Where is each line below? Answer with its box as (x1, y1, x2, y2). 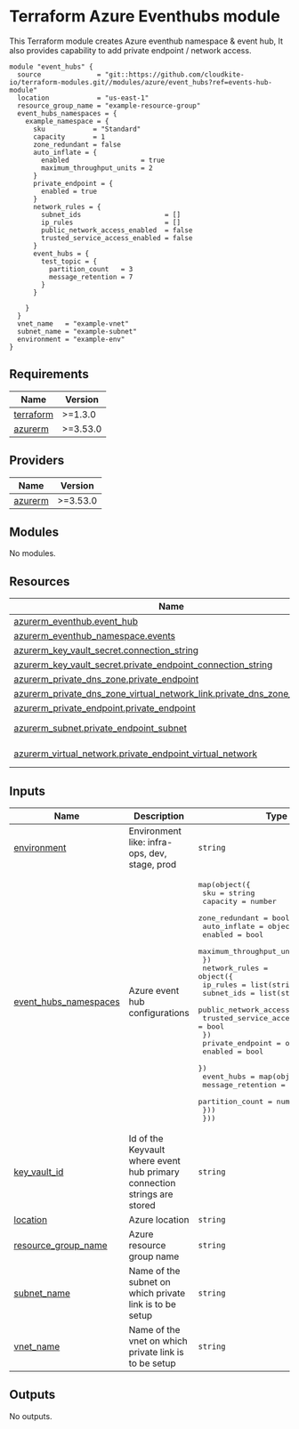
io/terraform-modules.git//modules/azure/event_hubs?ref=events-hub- (9, 77, 273, 86)
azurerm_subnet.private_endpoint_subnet (13, 723, 187, 735)
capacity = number (202, 897, 278, 906)
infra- (147, 836, 174, 848)
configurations (128, 1006, 190, 1019)
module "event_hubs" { (9, 62, 93, 71)
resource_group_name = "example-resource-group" (17, 101, 201, 110)
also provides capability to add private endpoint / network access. (9, 44, 252, 55)
